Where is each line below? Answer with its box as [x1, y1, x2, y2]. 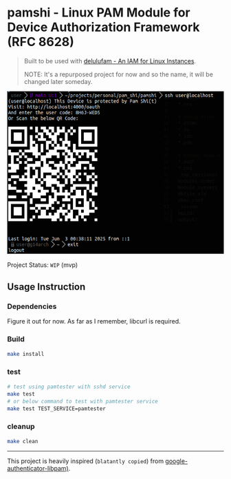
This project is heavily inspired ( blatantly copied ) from [7, 457, 164, 465]
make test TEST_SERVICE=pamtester [7, 405, 107, 412]
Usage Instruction [7, 281, 86, 292]
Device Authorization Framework [7, 19, 200, 35]
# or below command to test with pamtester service [7, 398, 158, 405]
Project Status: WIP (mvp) [7, 261, 78, 269]
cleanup [7, 421, 36, 431]
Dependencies [7, 301, 57, 311]
